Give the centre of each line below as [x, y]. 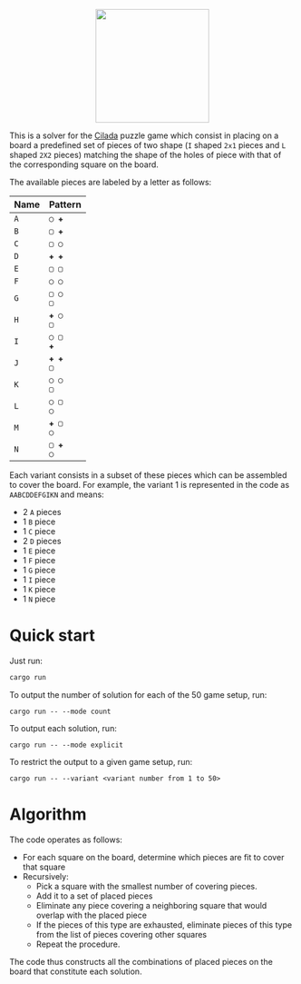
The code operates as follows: [66, 840]
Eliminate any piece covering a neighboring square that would [151, 905]
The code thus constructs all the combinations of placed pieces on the [141, 961]
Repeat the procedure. [78, 944]
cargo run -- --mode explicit [67, 745]
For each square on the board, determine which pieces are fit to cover [153, 857]
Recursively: [46, 876]
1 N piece [39, 599]
